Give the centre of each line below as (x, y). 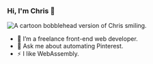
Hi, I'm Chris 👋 (31, 11)
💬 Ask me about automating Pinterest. (70, 46)
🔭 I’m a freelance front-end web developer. (77, 39)
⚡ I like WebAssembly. (48, 54)
